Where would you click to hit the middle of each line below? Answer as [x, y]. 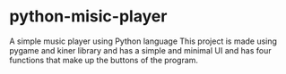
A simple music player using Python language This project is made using [143, 41]
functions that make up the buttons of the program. [104, 60]
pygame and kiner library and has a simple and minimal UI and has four [140, 50]
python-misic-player [88, 16]
